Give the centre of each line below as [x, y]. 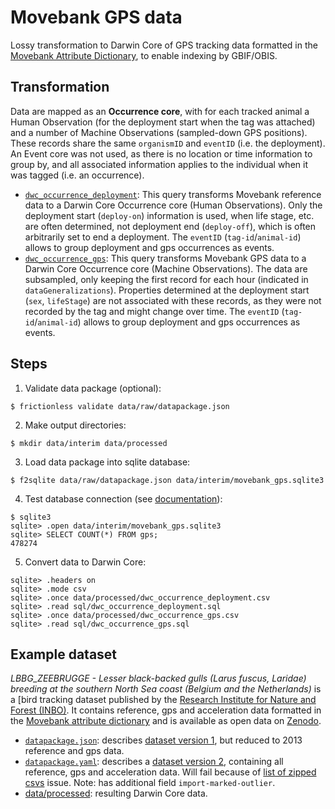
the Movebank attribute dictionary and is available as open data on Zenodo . [166, 721]
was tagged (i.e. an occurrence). [77, 175]
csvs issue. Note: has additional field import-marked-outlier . [150, 783]
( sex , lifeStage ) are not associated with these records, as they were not [173, 300]
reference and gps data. [74, 751]
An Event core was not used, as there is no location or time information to [161, 153]
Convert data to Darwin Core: [85, 562]
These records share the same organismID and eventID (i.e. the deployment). [168, 143]
